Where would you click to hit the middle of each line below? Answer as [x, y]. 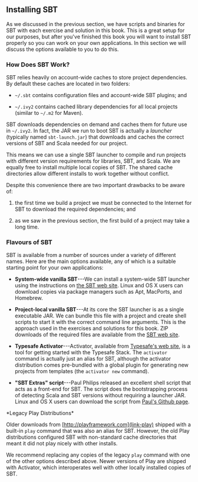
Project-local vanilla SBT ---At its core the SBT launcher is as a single [99, 310]
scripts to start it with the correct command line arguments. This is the [100, 322]
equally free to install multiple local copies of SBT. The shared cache [90, 168]
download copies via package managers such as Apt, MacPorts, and [98, 292]
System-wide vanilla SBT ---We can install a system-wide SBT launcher [102, 279]
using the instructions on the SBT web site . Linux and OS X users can [99, 285]
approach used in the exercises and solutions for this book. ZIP [91, 329]
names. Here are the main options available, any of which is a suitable [91, 261]
